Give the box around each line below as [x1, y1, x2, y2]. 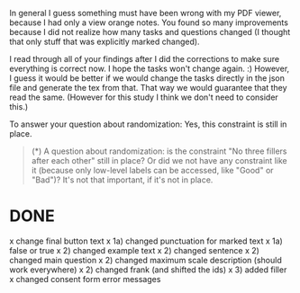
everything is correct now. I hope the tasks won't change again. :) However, [9, 63, 290, 74]
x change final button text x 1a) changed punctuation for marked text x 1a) [9, 235, 284, 246]
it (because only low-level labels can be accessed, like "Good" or [31, 165, 274, 175]
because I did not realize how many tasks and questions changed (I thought [9, 27, 291, 37]
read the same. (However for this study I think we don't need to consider [9, 92, 279, 102]
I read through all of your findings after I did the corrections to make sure [9, 54, 280, 64]
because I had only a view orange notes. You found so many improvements [9, 17, 288, 28]
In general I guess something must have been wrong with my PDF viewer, [9, 8, 282, 18]
